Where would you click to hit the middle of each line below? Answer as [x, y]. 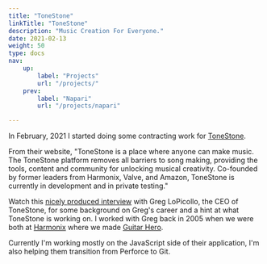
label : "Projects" [68, 76]
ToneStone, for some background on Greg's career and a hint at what [124, 210]
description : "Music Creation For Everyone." [86, 31]
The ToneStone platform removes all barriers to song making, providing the [133, 160]
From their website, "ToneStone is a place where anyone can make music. [131, 152]
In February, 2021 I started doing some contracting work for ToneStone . [127, 136]
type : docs [27, 53]
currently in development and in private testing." [88, 186]
